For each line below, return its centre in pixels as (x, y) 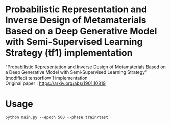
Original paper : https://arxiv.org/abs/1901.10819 (55, 83)
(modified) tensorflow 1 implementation (46, 78)
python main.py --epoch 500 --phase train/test (57, 117)
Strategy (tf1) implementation (69, 53)
